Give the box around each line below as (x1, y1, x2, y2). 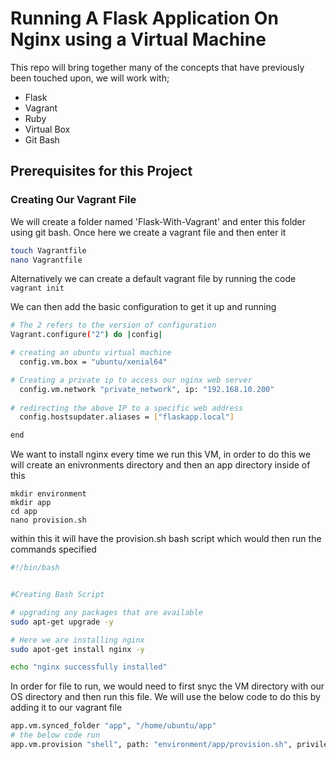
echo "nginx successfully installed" (10, 662, 168, 672)
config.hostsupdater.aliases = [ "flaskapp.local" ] (19, 412, 235, 422)
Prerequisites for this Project (10, 163, 193, 180)
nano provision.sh (10, 515, 87, 526)
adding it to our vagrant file (10, 702, 123, 714)
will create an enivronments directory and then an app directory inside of (10, 459, 311, 471)
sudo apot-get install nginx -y (10, 644, 145, 654)
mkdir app (10, 498, 52, 508)
